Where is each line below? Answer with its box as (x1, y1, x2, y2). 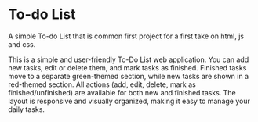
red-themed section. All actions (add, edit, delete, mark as (8, 80, 196, 89)
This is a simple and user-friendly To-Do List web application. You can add (8, 55, 249, 64)
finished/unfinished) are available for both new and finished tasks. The (8, 88, 237, 97)
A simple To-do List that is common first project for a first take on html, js (8, 31, 245, 41)
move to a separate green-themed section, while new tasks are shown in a (8, 71, 249, 81)
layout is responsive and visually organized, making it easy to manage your (8, 96, 251, 106)
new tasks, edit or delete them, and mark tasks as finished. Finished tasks (8, 63, 247, 72)
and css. (8, 39, 36, 48)
